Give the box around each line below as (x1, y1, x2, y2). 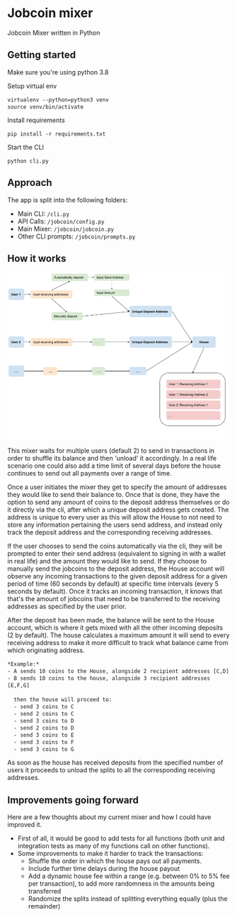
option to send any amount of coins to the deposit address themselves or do (7, 498, 230, 507)
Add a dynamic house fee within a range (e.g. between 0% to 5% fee (28, 872, 230, 881)
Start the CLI (7, 143, 45, 151)
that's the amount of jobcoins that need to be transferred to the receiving (7, 595, 221, 603)
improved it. (7, 820, 42, 829)
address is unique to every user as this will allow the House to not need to (7, 513, 223, 522)
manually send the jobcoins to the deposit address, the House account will (7, 564, 225, 573)
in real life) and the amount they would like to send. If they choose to (7, 557, 207, 566)
